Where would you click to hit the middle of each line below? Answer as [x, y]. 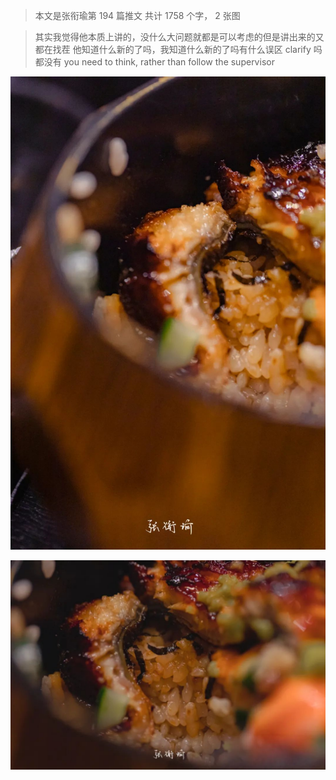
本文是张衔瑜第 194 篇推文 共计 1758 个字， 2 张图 [137, 15]
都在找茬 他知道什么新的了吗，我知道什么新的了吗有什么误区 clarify [173, 49]
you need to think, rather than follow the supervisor [169, 62]
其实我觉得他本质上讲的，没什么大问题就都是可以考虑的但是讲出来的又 [179, 37]
